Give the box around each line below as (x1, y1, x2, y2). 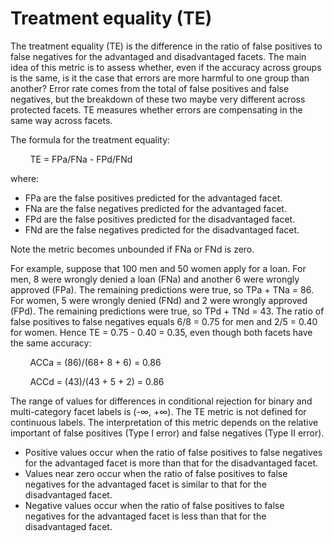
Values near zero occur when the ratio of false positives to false (24, 467, 288, 479)
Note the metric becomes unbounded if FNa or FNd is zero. (10, 243, 255, 255)
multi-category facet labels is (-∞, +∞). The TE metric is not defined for (10, 405, 307, 417)
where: (10, 172, 40, 184)
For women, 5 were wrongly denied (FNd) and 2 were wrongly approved (10, 294, 308, 306)
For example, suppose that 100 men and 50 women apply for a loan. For (10, 262, 307, 274)
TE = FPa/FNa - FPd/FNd (29, 153, 133, 165)
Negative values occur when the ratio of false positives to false (24, 499, 285, 511)
